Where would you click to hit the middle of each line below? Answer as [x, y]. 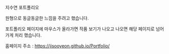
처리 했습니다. [28, 35]
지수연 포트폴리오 [22, 7]
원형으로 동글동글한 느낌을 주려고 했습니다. [47, 18]
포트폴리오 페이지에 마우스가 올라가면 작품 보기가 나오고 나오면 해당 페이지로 [80, 29]
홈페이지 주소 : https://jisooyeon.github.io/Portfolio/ [58, 46]
